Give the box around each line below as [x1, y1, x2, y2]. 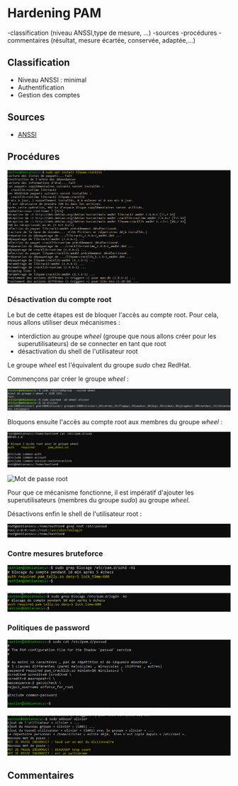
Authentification [17, 83, 65, 92]
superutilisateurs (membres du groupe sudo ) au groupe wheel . [7, 495, 191, 504]
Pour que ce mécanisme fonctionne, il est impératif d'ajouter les [7, 488, 194, 497]
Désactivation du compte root [7, 294, 112, 304]
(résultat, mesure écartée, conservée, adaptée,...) [50, 36, 196, 44]
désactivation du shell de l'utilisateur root [17, 347, 138, 355]
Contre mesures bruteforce [7, 549, 103, 559]
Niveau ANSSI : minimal [17, 75, 87, 84]
